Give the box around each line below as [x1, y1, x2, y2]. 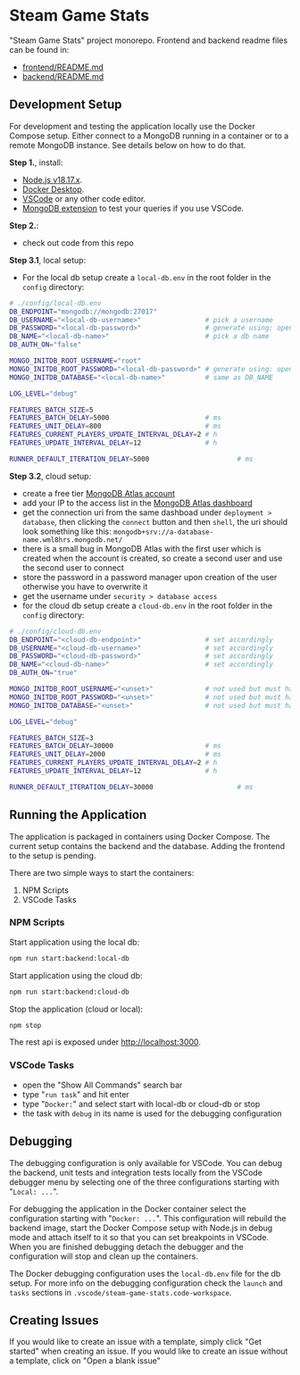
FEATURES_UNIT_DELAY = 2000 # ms [9, 750, 221, 759]
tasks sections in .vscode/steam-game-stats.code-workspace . [9, 1287, 232, 1297]
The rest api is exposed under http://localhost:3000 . [9, 1037, 201, 1047]
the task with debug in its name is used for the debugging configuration [21, 1108, 283, 1119]
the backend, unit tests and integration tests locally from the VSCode [9, 1167, 263, 1178]
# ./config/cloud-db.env [9, 627, 102, 636]
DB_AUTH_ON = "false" [9, 340, 82, 349]
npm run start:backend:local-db [9, 954, 129, 962]
